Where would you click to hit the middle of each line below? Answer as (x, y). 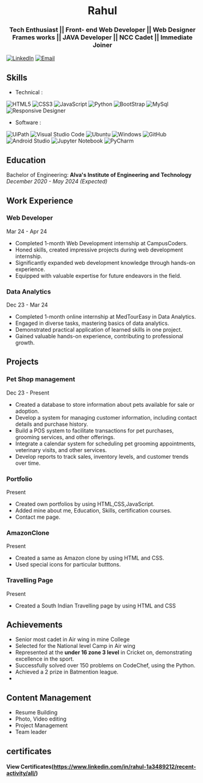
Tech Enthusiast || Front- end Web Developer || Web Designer (102, 30)
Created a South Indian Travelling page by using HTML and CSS (95, 606)
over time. (28, 463)
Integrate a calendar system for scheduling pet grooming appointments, (105, 443)
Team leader (31, 732)
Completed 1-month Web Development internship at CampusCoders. (101, 243)
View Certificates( (30, 767)
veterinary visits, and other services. (61, 450)
